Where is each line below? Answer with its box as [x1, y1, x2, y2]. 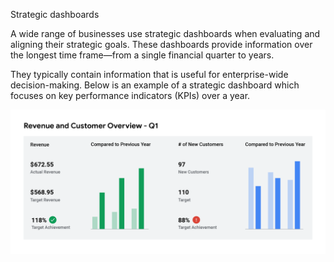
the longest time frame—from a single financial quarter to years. [10, 49, 275, 61]
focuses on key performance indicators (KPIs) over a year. [10, 90, 251, 101]
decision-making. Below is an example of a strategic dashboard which [10, 79, 300, 91]
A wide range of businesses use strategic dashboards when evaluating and [10, 28, 321, 39]
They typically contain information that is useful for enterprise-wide [10, 69, 289, 80]
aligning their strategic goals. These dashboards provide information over [10, 39, 313, 50]
